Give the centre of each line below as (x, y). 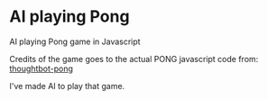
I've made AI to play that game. (67, 86)
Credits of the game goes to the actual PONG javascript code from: (134, 59)
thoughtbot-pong (41, 68)
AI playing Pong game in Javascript (75, 41)
